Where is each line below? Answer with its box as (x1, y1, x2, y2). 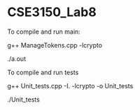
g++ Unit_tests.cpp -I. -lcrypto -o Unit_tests (7, 81, 134, 90)
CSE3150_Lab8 (7, 4, 97, 20)
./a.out (7, 54, 27, 63)
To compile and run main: (7, 27, 80, 36)
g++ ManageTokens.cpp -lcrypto (7, 41, 103, 49)
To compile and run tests (7, 68, 79, 76)
